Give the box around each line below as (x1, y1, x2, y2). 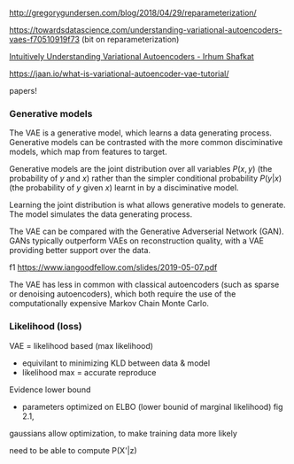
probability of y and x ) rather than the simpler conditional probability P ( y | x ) (9, 173, 282, 184)
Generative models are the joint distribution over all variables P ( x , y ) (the (9, 164, 273, 174)
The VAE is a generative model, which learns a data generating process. (9, 128, 273, 138)
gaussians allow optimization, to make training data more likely (9, 428, 237, 438)
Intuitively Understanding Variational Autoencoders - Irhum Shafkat (9, 51, 254, 61)
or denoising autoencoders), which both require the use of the (9, 289, 236, 299)
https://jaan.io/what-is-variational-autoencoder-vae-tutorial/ (9, 68, 229, 79)
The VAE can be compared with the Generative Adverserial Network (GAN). (9, 226, 285, 237)
